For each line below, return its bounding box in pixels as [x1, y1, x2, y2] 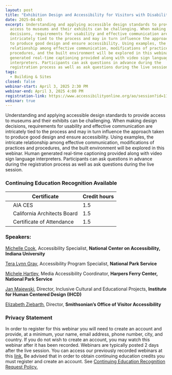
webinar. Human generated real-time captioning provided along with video [5, 150, 162, 156]
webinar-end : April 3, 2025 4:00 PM [5, 88, 83, 94]
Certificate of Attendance [13, 218, 74, 225]
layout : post [5, 7, 33, 13]
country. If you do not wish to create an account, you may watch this [5, 337, 150, 343]
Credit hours [82, 193, 114, 200]
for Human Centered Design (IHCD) [5, 291, 82, 298]
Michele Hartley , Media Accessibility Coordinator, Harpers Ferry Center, [5, 270, 158, 277]
